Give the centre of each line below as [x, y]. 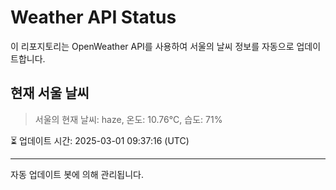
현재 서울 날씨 [50, 93]
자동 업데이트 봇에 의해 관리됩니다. [77, 174]
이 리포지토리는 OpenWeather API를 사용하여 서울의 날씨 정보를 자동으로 [152, 46]
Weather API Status [93, 17]
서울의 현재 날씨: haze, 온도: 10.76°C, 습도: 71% [128, 119]
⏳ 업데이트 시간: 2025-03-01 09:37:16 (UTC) [100, 140]
